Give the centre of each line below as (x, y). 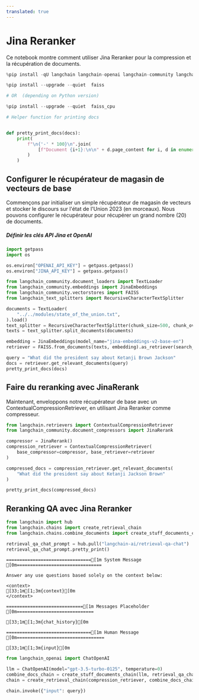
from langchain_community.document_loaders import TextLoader (84, 282)
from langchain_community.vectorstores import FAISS (73, 293)
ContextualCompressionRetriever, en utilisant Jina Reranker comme (89, 408)
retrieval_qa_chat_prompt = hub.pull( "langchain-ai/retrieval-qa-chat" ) (98, 544)
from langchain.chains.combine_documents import (67, 533)
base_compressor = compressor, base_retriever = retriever (86, 452)
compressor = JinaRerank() (39, 441)
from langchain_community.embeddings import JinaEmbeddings (82, 287)
